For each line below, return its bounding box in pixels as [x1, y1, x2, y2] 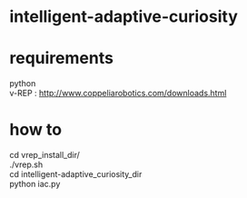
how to [9, 120, 62, 140]
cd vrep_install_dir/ [9, 150, 80, 161]
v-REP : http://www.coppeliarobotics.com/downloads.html [9, 88, 227, 99]
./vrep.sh [9, 159, 44, 170]
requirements [9, 48, 114, 69]
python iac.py [9, 179, 61, 190]
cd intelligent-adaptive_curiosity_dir [9, 169, 143, 180]
